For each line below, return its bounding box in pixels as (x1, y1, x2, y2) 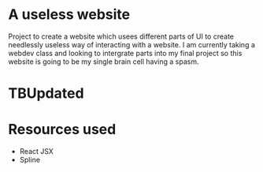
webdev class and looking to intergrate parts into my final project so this (8, 48, 243, 58)
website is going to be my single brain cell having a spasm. (8, 57, 199, 66)
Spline (19, 155, 41, 165)
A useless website (8, 6, 131, 24)
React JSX (19, 147, 54, 156)
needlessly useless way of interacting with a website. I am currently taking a (8, 39, 256, 49)
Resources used (8, 121, 117, 139)
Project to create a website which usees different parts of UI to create (8, 32, 235, 41)
